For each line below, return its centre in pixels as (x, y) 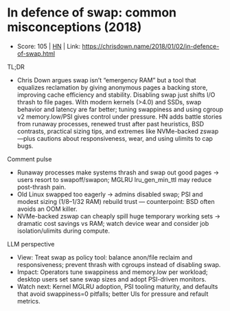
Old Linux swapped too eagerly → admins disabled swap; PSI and (110, 194)
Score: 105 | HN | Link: (49, 46)
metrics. (29, 301)
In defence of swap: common (92, 13)
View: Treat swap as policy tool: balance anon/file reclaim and (105, 257)
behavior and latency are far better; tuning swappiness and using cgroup (120, 109)
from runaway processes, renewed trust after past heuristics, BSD (111, 124)
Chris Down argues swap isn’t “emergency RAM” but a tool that (107, 80)
